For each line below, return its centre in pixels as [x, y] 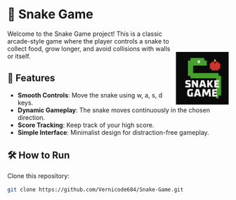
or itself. [19, 56]
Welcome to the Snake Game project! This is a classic [85, 34]
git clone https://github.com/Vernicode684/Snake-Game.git [96, 189]
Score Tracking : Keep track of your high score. [86, 125]
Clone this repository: [39, 175]
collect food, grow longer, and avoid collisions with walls [89, 48]
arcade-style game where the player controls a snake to [88, 41]
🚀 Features [31, 78]
